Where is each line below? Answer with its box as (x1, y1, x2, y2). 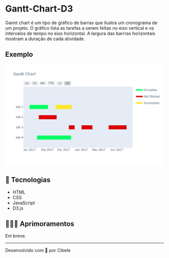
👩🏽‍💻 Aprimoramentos (5, 219, 74, 228)
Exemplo (5, 50, 33, 59)
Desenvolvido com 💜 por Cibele (5, 247, 71, 253)
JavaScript (12, 200, 35, 206)
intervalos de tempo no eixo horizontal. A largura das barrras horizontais (5, 30, 155, 36)
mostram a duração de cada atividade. (5, 36, 86, 42)
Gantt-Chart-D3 (5, 3, 73, 15)
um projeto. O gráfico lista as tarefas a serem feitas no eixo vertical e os (5, 25, 154, 31)
